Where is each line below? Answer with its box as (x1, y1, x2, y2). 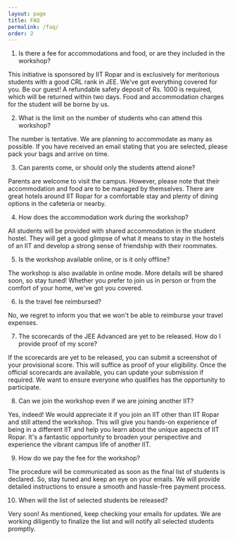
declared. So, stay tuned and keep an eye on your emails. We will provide (8, 475, 220, 484)
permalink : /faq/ (8, 23, 59, 30)
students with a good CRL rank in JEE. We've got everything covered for (8, 78, 217, 86)
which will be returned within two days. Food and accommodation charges (8, 93, 224, 101)
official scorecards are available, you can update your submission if (8, 368, 204, 377)
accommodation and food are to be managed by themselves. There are (8, 184, 215, 193)
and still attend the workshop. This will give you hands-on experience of (8, 418, 217, 426)
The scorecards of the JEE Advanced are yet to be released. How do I (18, 332, 221, 341)
